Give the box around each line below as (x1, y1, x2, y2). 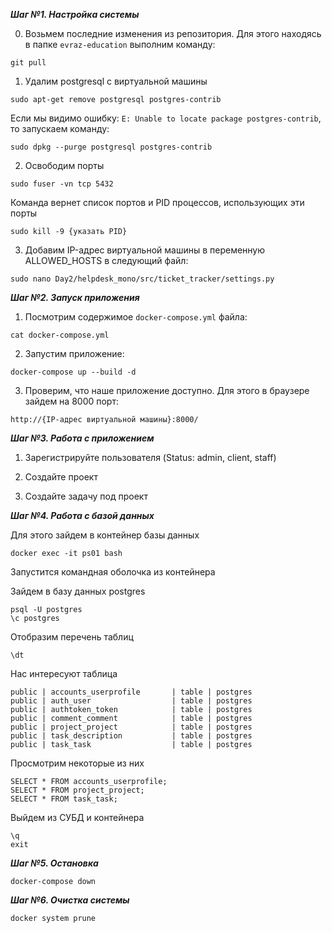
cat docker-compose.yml (10, 330, 110, 340)
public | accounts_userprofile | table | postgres (10, 687, 253, 697)
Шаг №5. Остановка (10, 857, 99, 869)
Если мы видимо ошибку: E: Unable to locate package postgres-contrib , (10, 112, 322, 124)
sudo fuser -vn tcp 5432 (10, 179, 114, 189)
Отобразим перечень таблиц (10, 631, 134, 643)
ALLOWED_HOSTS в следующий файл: (24, 255, 189, 266)
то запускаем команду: (10, 123, 110, 134)
